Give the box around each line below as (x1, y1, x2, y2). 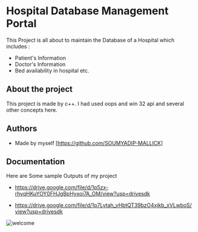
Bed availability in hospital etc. (14, 67, 90, 74)
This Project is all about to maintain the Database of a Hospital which (6, 36, 175, 43)
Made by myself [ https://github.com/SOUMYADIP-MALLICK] (14, 139, 164, 146)
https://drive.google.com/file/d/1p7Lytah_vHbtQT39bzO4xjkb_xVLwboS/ (14, 202, 192, 209)
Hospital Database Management (6, 4, 169, 18)
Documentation (6, 156, 65, 167)
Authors (6, 124, 37, 134)
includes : (6, 43, 30, 50)
